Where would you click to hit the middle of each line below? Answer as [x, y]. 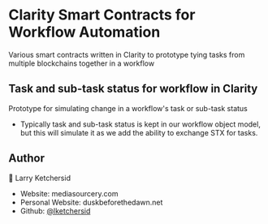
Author [26, 159]
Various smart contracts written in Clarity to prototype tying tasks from [127, 54]
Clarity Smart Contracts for [102, 15]
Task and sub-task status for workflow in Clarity [133, 89]
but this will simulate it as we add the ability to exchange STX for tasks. [139, 132]
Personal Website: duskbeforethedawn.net [91, 202]
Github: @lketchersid [55, 211]
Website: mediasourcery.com [69, 193]
